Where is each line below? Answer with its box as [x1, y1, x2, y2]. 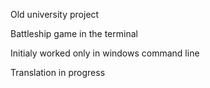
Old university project [10, 9, 100, 20]
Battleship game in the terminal [10, 28, 138, 39]
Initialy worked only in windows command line [10, 47, 200, 59]
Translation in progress [10, 67, 106, 78]
